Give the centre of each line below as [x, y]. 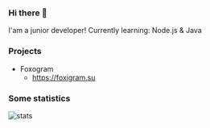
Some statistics [39, 98]
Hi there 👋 [28, 13]
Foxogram [37, 68]
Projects [25, 52]
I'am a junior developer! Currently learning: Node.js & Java [105, 31]
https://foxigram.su [64, 77]
